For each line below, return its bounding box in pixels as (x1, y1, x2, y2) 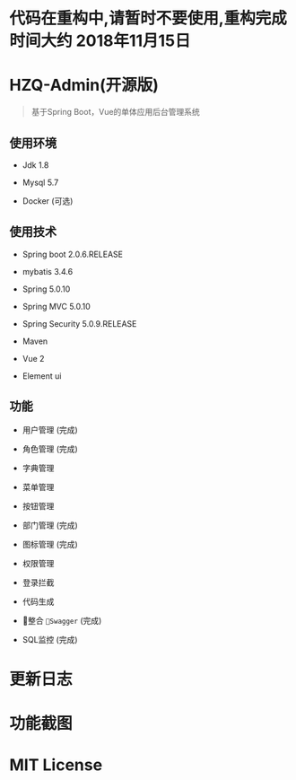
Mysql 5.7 (22, 177, 59, 188)
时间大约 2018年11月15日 (9, 31, 191, 51)
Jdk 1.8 (22, 159, 49, 171)
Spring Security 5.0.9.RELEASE (22, 318, 137, 329)
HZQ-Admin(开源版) (9, 75, 160, 95)
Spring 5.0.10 (22, 284, 71, 294)
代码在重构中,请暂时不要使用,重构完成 (9, 8, 287, 29)
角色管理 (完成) (22, 443, 78, 454)
